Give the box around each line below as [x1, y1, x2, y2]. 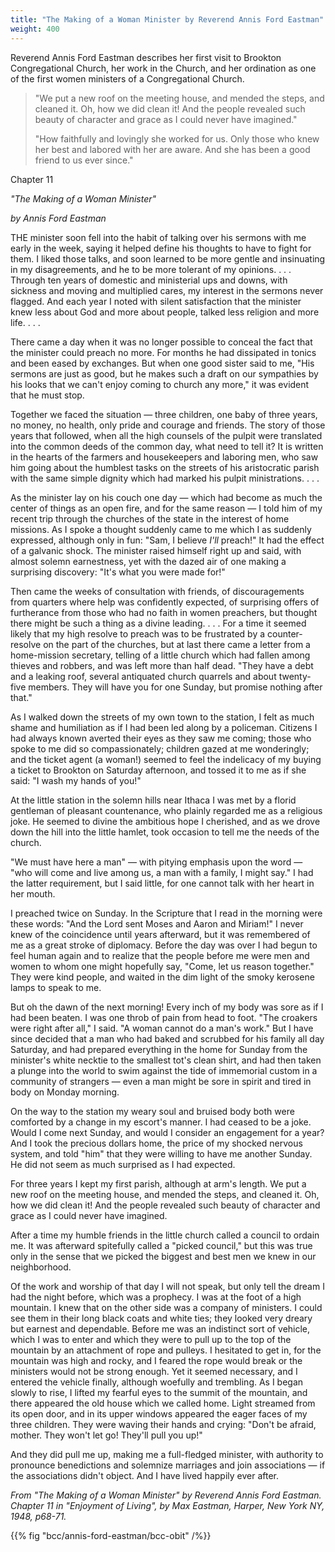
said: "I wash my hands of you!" [10, 774, 142, 786]
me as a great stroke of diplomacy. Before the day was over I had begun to [10, 939, 318, 951]
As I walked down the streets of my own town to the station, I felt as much [10, 711, 315, 723]
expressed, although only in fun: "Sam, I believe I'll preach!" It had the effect [10, 534, 325, 546]
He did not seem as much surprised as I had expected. [10, 1158, 236, 1170]
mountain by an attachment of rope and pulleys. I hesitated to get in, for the [10, 1344, 322, 1356]
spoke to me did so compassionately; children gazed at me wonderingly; [10, 742, 310, 755]
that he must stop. [10, 389, 85, 401]
